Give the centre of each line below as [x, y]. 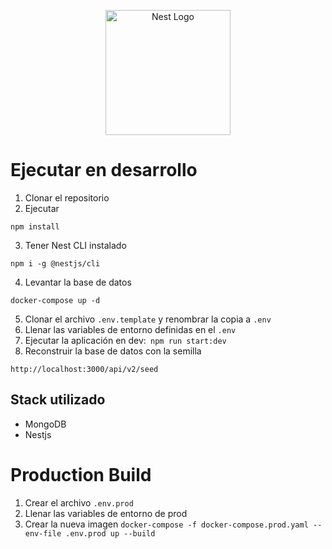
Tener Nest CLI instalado [75, 245]
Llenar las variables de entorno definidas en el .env [130, 329]
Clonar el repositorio [67, 197]
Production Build [81, 474]
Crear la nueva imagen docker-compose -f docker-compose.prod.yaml [166, 524]
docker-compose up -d [55, 300]
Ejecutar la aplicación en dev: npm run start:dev [125, 340]
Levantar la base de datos [78, 282]
